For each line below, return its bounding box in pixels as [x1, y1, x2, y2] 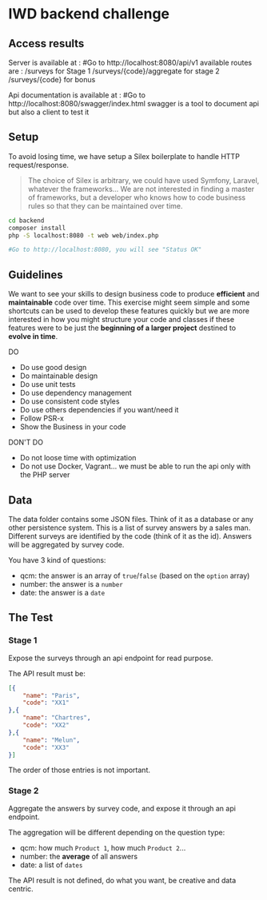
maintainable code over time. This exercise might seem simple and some [8, 297, 250, 308]
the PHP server [19, 470, 70, 480]
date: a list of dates [19, 860, 83, 870]
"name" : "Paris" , [22, 691, 81, 699]
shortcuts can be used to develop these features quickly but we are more [8, 306, 250, 316]
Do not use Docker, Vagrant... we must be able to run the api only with [19, 461, 251, 472]
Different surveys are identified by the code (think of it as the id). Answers [8, 531, 252, 540]
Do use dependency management [19, 388, 132, 398]
